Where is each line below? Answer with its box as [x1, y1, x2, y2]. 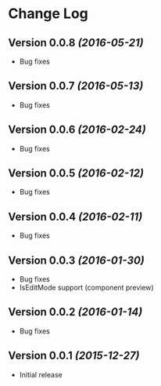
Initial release [19, 370, 63, 379]
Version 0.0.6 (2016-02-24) [8, 123, 146, 137]
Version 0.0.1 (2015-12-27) [8, 349, 140, 362]
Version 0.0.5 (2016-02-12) [8, 166, 145, 180]
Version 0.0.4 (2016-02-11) [8, 209, 143, 224]
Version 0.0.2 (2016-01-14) [8, 305, 143, 319]
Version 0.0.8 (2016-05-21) [8, 36, 144, 49]
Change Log [8, 5, 88, 23]
